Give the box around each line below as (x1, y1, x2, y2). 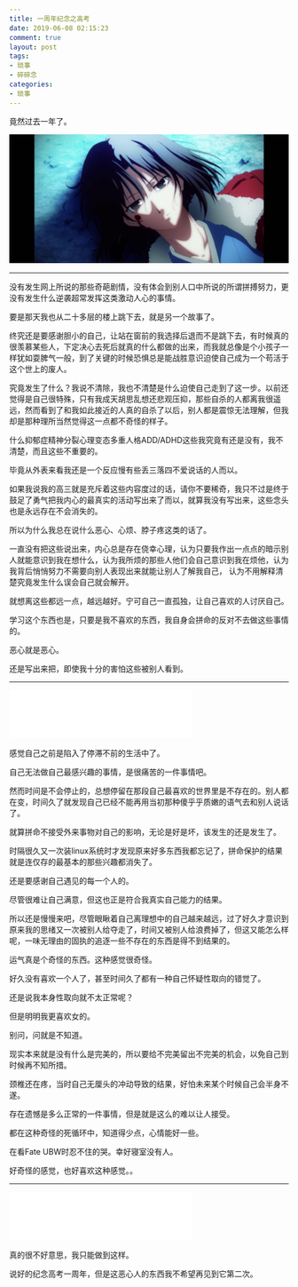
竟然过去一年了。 (9, 115, 72, 126)
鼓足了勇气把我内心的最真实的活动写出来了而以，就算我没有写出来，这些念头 (9, 495, 289, 505)
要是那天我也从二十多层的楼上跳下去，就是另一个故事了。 (9, 312, 219, 322)
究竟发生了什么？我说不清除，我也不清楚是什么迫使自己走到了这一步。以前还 (9, 383, 289, 393)
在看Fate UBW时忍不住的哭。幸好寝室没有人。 (9, 1147, 178, 1157)
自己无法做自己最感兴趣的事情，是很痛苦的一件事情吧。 (9, 767, 211, 777)
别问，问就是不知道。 (9, 1030, 87, 1041)
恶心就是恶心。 (9, 645, 64, 655)
